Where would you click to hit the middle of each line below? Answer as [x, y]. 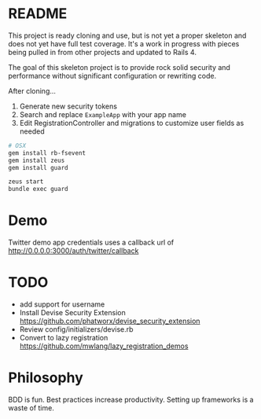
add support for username [62, 304]
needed [32, 131]
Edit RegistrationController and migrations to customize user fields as [132, 123]
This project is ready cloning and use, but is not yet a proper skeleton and [127, 35]
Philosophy [46, 378]
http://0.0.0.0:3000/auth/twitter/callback [74, 251]
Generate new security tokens [68, 106]
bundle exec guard [38, 189]
